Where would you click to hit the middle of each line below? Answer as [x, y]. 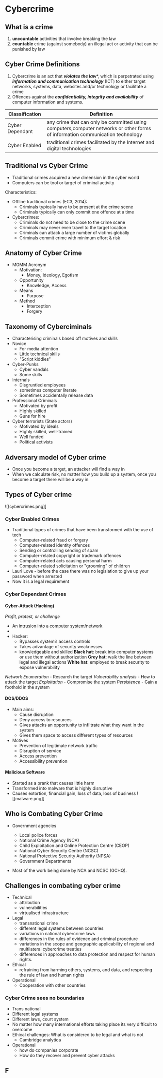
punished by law [28, 49]
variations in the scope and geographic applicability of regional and [87, 944]
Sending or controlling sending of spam [59, 550]
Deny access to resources [45, 719]
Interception [39, 306]
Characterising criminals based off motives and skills [65, 338]
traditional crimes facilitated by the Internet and [101, 142]
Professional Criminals [34, 401]
